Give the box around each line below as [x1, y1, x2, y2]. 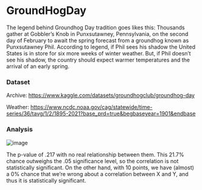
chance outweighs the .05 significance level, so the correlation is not [6, 157, 179, 164]
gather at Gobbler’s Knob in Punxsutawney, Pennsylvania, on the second [6, 30, 189, 37]
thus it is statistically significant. [6, 177, 86, 184]
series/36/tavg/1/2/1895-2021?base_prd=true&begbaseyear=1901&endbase [6, 110, 196, 118]
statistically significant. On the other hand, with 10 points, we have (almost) [6, 164, 195, 171]
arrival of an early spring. [6, 62, 70, 70]
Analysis [6, 125, 33, 134]
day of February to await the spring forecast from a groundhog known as [6, 37, 189, 44]
